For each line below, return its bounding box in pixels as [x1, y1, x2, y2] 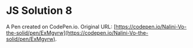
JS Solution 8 [6, 4, 72, 17]
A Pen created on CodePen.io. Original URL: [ [6, 23, 116, 30]
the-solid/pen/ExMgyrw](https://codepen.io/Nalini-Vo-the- [6, 29, 149, 36]
